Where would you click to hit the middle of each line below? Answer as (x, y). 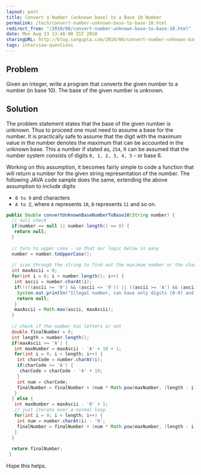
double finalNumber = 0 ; (42, 332)
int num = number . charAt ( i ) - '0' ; (61, 421)
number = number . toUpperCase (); (52, 254)
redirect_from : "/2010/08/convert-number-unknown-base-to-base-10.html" (99, 28)
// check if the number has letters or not (66, 326)
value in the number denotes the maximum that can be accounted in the (95, 143)
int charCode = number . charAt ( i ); (60, 360)
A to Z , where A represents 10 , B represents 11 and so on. (86, 204)
